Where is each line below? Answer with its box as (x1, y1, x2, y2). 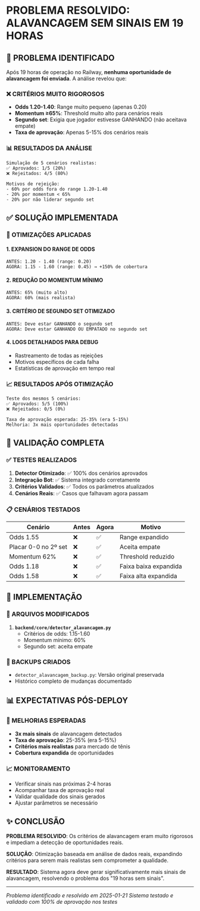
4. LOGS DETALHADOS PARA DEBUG (6, 339, 99, 346)
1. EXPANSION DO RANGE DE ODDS (6, 246, 95, 253)
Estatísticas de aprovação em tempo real (14, 364, 115, 372)
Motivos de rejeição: (6, 180, 60, 187)
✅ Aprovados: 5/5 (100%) (6, 401, 69, 407)
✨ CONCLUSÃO (6, 817, 65, 827)
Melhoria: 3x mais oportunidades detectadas (6, 422, 118, 428)
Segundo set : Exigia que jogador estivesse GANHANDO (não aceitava (14, 116, 187, 123)
